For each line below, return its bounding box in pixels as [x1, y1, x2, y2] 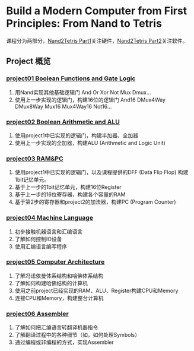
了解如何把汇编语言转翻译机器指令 [14, 324, 98, 331]
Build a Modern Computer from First [6, 4, 187, 18]
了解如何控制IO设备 [14, 235, 62, 242]
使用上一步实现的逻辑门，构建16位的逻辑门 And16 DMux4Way [14, 96, 166, 103]
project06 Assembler [6, 309, 69, 318]
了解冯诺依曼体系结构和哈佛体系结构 [14, 272, 104, 279]
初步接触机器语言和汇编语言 [14, 227, 83, 235]
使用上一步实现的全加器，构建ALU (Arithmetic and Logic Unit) [14, 139, 166, 146]
